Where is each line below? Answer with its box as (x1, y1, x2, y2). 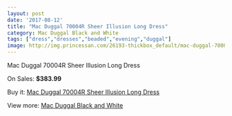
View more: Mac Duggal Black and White (7, 101, 124, 109)
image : (7, 42, 26, 49)
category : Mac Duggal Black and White (7, 29, 119, 37)
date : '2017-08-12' (7, 17, 64, 23)
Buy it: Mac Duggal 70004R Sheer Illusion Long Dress (7, 88, 160, 96)
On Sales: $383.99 (7, 75, 62, 83)
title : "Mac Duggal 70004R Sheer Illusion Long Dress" (7, 23, 168, 30)
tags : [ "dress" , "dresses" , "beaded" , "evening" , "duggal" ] (7, 36, 171, 43)
